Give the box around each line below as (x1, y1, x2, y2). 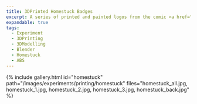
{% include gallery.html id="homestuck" (6, 74, 103, 81)
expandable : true (6, 19, 49, 25)
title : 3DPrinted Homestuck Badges (6, 8, 93, 15)
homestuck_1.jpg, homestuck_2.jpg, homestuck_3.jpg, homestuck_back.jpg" (6, 86, 189, 93)
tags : (6, 25, 19, 31)
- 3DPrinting (11, 36, 43, 41)
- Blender (11, 47, 35, 53)
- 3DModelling (11, 41, 46, 47)
